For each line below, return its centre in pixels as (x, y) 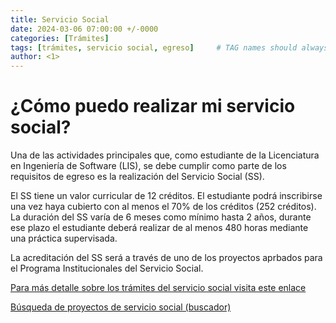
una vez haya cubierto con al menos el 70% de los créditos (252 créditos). (163, 207)
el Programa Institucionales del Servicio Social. (107, 268)
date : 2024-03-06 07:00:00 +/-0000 (84, 29)
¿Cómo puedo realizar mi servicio (153, 106)
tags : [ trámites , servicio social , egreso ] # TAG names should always (169, 47)
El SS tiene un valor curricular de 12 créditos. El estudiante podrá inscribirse (166, 196)
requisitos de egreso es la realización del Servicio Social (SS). (137, 177)
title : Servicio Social (60, 19)
